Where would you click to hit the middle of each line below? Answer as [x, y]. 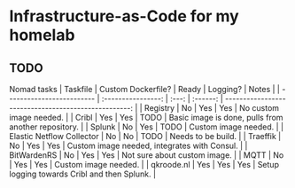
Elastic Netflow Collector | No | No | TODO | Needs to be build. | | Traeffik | [145, 136]
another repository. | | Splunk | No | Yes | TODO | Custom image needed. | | [147, 127]
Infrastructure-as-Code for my [124, 16]
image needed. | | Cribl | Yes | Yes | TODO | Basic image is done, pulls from [146, 117]
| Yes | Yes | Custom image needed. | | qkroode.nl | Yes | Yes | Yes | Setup [144, 164]
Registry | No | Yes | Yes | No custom [212, 108]
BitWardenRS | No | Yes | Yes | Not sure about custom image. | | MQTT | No [147, 155]
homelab [42, 35]
